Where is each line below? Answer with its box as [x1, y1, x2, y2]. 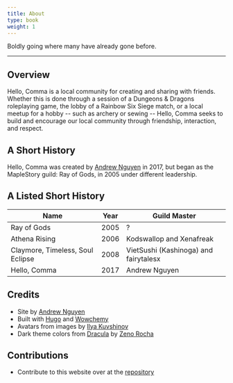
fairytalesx [126, 254, 161, 263]
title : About [7, 10, 45, 17]
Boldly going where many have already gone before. [7, 42, 157, 51]
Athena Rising [10, 234, 56, 243]
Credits [7, 289, 40, 301]
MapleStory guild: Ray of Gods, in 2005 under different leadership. [7, 170, 198, 178]
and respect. [7, 124, 44, 133]
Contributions [7, 350, 69, 361]
